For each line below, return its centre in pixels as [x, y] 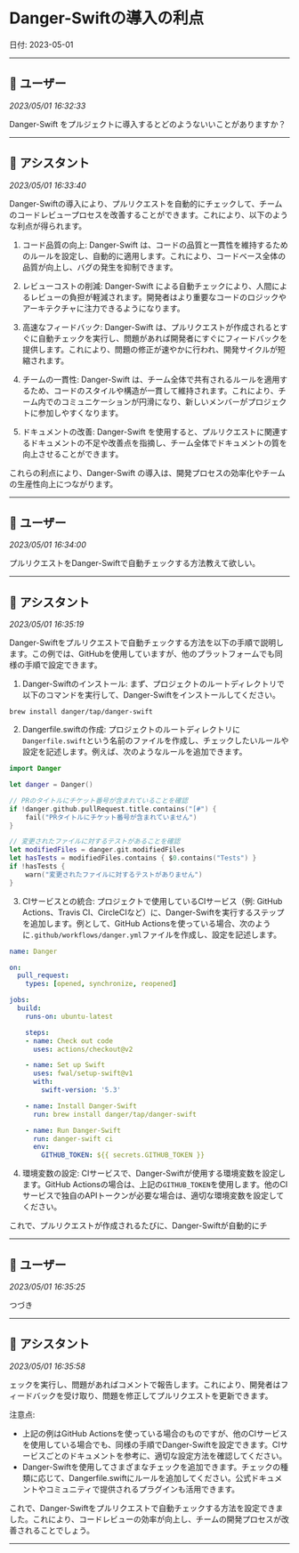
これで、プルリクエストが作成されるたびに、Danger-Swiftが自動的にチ [138, 1225]
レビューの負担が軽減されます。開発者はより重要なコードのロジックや [158, 297]
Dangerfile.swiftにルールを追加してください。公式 [160, 1477]
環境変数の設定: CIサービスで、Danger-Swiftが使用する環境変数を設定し [154, 1173]
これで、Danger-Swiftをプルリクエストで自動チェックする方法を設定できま [146, 1508]
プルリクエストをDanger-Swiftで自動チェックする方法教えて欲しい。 [135, 563]
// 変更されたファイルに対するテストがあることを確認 [95, 842]
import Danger [36, 769]
